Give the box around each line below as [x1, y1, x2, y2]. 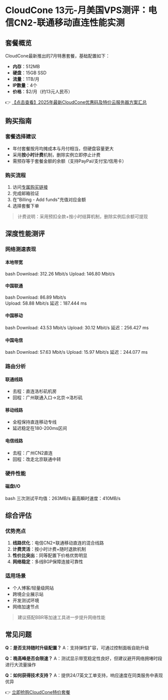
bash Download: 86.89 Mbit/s [5, 294, 66, 300]
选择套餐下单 [12, 202, 39, 208]
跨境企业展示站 [12, 591, 44, 597]
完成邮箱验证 [12, 190, 39, 196]
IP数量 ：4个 [12, 82, 38, 88]
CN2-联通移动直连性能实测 [14, 17, 125, 29]
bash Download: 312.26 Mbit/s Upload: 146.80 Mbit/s [5, 271, 115, 277]
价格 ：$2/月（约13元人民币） [12, 89, 73, 94]
